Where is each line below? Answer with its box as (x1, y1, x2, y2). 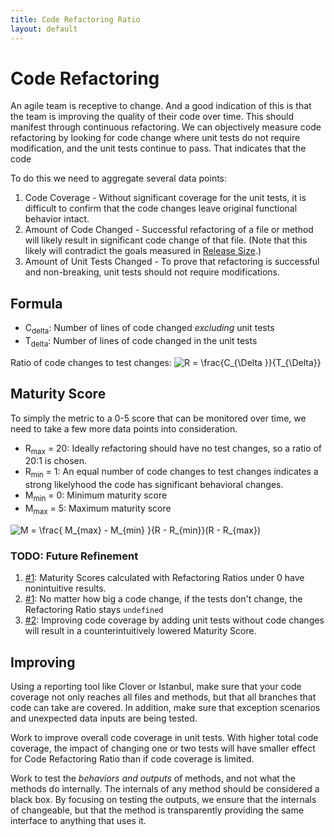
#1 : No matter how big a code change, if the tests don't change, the (24, 593, 303, 605)
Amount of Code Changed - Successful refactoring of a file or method (24, 224, 314, 236)
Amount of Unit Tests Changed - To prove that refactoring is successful (24, 256, 320, 268)
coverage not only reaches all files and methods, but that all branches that (10, 691, 317, 703)
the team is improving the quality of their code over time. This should (10, 111, 295, 123)
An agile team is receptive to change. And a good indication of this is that (10, 100, 312, 112)
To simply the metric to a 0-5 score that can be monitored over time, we (10, 412, 307, 424)
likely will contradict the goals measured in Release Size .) (24, 245, 262, 257)
